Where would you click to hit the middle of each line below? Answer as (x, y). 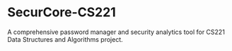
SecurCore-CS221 (62, 12)
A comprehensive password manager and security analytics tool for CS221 (116, 32)
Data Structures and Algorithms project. (65, 39)
